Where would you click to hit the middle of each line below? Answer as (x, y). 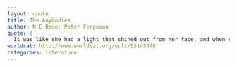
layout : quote (28, 14)
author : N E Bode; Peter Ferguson (58, 27)
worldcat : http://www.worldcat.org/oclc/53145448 (82, 46)
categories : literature (42, 53)
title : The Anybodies (39, 20)
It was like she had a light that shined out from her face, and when (120, 40)
